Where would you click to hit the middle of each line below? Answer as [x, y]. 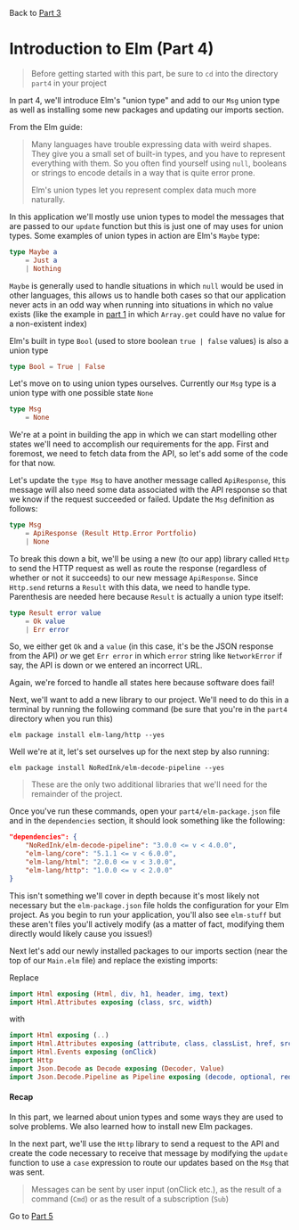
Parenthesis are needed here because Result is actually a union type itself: [146, 596]
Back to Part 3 [35, 13]
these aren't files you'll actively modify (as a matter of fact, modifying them [147, 924]
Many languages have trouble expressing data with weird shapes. [151, 144]
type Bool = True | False [57, 366]
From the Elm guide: [46, 127]
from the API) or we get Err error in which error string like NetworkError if [146, 656]
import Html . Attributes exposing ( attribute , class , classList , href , [143, 1044]
